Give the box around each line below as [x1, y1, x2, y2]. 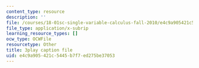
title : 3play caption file [6, 47, 73, 53]
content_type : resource [6, 8, 65, 15]
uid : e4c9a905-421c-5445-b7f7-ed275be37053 [6, 53, 115, 59]
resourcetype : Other [6, 42, 57, 48]
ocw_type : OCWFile [6, 36, 52, 42]
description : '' [6, 14, 46, 20]
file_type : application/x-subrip [6, 25, 89, 31]
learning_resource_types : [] [6, 31, 78, 37]
